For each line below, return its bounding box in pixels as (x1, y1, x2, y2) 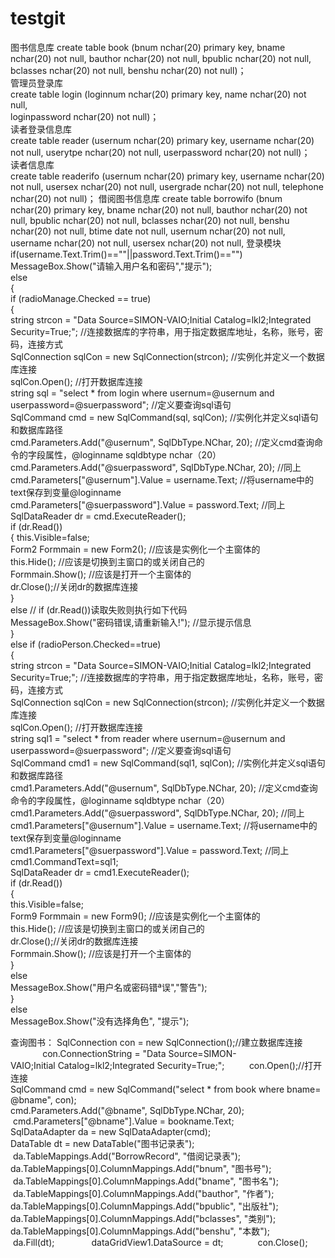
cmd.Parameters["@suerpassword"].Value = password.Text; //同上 (10, 498, 286, 511)
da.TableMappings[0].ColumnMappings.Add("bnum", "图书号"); (10, 1162, 272, 1174)
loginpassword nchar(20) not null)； (10, 110, 160, 122)
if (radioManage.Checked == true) (10, 292, 152, 304)
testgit (10, 7, 66, 30)
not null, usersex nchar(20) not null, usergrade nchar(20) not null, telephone (10, 180, 324, 192)
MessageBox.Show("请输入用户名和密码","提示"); (10, 260, 213, 272)
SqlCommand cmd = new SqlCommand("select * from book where (10, 1083, 285, 1095)
